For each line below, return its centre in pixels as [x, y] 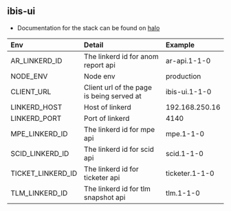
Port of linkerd [107, 118]
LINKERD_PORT [36, 118]
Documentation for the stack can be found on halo [88, 27]
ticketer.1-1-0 [190, 173]
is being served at [113, 96]
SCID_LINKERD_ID [40, 153]
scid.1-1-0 [185, 153]
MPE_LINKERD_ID [39, 133]
